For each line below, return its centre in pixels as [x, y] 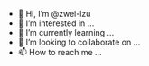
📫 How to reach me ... [60, 52]
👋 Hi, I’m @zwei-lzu [54, 14]
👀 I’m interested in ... [56, 23]
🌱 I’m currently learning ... [66, 33]
